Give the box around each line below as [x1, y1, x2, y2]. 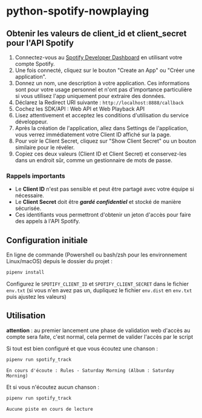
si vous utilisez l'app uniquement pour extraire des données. [15, 93, 166, 99]
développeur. [15, 118, 48, 125]
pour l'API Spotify [6, 38, 74, 48]
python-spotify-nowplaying [6, 4, 149, 18]
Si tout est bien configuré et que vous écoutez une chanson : [6, 345, 158, 352]
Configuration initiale [6, 235, 88, 246]
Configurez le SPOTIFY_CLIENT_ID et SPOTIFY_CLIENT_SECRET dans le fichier [6, 280, 189, 287]
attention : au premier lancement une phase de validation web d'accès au [6, 327, 191, 334]
